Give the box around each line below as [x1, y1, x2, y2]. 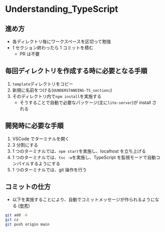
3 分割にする [12, 142, 39, 148]
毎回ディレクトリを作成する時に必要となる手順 [5, 67, 147, 75]
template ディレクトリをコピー [12, 81, 74, 87]
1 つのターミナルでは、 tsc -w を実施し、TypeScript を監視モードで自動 [12, 154, 157, 160]
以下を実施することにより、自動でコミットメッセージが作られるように [12, 197, 155, 203]
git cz [5, 217, 19, 223]
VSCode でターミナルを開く [12, 135, 70, 142]
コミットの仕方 [5, 182, 51, 191]
